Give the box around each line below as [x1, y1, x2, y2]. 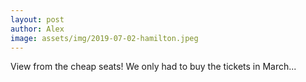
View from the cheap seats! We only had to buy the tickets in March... [10, 61, 297, 73]
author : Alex [10, 24, 65, 34]
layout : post [10, 14, 65, 25]
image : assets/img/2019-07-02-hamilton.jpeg [10, 33, 199, 43]
